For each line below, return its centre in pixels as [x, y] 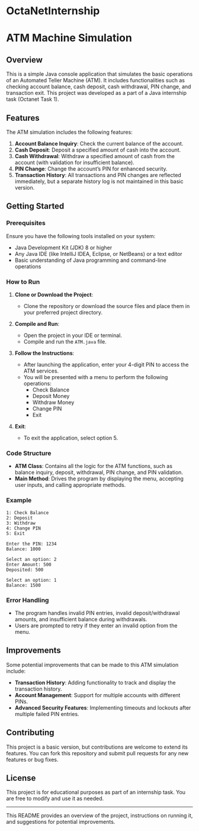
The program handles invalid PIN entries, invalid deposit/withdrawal [97, 613]
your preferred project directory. [63, 312]
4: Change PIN [24, 528]
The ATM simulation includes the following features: [70, 132]
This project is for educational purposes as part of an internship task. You [96, 793]
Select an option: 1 [32, 580]
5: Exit [16, 533]
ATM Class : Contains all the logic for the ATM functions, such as [94, 466]
